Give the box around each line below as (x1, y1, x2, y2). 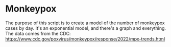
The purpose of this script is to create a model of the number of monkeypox (5, 20, 165, 26)
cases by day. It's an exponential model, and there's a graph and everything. (5, 25, 166, 31)
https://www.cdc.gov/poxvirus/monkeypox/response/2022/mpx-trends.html (5, 36, 165, 42)
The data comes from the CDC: (5, 30, 71, 36)
